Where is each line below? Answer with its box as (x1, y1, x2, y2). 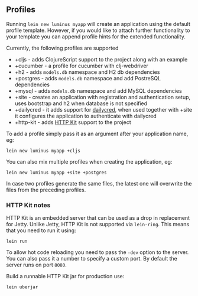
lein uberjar (6, 284, 38, 290)
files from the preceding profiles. (6, 186, 86, 193)
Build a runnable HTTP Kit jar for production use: (6, 273, 125, 280)
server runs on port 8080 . (6, 261, 67, 268)
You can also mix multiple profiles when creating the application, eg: (6, 158, 173, 165)
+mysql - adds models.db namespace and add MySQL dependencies (14, 87, 182, 94)
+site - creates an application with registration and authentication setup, (14, 93, 191, 100)
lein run (6, 239, 28, 245)
